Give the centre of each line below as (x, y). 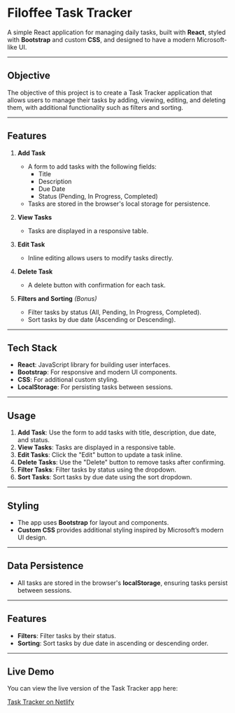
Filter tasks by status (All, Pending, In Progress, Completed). (114, 312)
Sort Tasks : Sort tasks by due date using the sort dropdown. (105, 477)
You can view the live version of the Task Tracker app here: (93, 689)
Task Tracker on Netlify (41, 702)
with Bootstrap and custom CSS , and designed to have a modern (101, 39)
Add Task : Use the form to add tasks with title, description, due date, (117, 432)
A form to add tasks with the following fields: (92, 167)
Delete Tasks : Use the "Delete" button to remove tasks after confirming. (121, 463)
